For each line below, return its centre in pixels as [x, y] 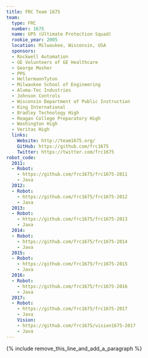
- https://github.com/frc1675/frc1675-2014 [72, 242]
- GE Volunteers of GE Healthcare [55, 62]
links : [20, 135]
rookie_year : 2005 [35, 40]
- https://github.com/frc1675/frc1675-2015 [72, 264]
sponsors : [24, 51]
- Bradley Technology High [45, 113]
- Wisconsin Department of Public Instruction [71, 101]
